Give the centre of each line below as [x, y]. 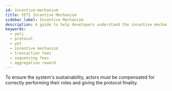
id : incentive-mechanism [32, 10]
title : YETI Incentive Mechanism [41, 15]
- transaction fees [31, 53]
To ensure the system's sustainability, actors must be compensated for [80, 77]
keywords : [16, 29]
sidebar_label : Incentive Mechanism [44, 20]
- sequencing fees [30, 58]
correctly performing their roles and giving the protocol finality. [72, 83]
